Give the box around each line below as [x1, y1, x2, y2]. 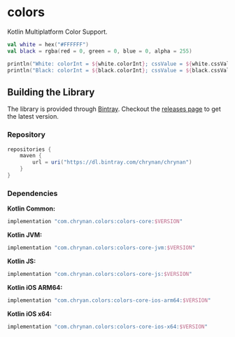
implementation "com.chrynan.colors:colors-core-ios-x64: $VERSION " [7, 323, 208, 330]
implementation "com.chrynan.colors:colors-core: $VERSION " [7, 218, 183, 225]
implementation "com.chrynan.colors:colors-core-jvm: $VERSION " [7, 244, 196, 251]
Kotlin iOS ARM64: [7, 283, 63, 291]
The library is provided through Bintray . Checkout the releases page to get [7, 105, 222, 113]
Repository [7, 130, 45, 140]
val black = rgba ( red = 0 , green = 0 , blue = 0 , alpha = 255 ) [7, 47, 192, 55]
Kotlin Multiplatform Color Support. [7, 27, 108, 36]
